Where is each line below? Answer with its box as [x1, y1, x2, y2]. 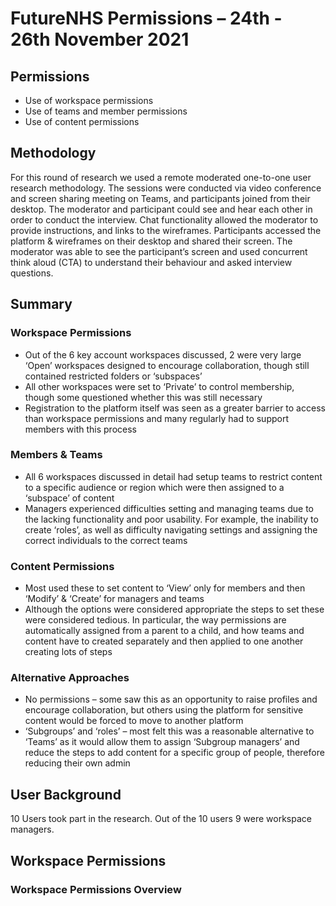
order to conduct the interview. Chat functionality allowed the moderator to [10, 213, 319, 226]
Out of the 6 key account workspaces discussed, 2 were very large [24, 348, 302, 361]
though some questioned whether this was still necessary [24, 391, 263, 403]
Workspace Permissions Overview [10, 882, 182, 896]
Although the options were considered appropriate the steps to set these [24, 603, 325, 616]
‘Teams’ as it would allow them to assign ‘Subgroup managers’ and [24, 736, 300, 748]
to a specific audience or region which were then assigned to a [24, 481, 285, 493]
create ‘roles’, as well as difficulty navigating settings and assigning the [24, 523, 318, 536]
